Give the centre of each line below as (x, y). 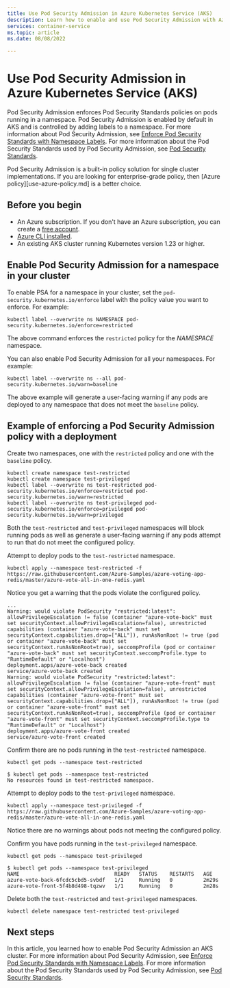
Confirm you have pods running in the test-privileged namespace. (102, 844)
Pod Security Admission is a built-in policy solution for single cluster (103, 169)
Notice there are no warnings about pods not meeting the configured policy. (114, 830)
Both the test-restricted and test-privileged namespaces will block (106, 527)
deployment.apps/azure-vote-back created (67, 665)
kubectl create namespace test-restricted (68, 473)
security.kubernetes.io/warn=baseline (62, 384)
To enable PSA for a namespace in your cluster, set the (85, 292)
